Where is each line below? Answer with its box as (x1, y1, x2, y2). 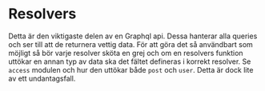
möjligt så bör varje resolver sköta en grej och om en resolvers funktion (8, 48, 243, 57)
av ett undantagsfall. (8, 73, 76, 83)
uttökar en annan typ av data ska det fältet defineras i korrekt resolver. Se (8, 57, 251, 66)
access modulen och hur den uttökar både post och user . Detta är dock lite (8, 65, 254, 74)
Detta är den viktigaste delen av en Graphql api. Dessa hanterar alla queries (8, 31, 258, 41)
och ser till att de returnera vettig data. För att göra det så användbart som (8, 39, 254, 49)
